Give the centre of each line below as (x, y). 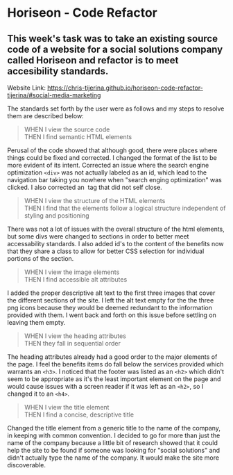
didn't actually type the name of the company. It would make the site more (113, 458)
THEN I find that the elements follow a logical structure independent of (125, 208)
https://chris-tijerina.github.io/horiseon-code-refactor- (125, 88)
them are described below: (46, 116)
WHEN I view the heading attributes (75, 336)
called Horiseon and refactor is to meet (93, 60)
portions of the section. (41, 258)
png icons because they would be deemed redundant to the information (110, 308)
